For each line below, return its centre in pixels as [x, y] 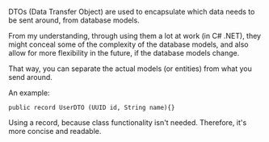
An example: [29, 93]
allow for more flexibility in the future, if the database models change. [124, 53]
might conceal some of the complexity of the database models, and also [128, 44]
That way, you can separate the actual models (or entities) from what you [130, 69]
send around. [30, 77]
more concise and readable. [55, 131]
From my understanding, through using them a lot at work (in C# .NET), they [134, 36]
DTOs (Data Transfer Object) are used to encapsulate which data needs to [132, 12]
